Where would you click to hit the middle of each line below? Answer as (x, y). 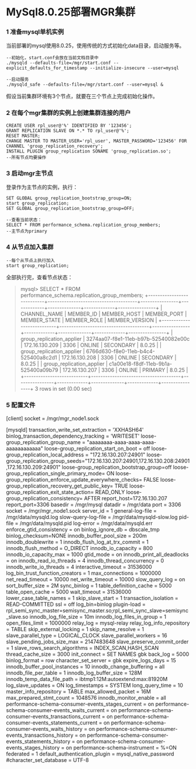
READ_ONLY (110, 492)
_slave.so (17, 616)
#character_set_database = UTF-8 (47, 760)
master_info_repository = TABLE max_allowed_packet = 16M (78, 691)
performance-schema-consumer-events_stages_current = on (80, 704)
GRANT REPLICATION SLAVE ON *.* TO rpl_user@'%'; (68, 131)
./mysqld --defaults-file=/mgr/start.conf (59, 63)
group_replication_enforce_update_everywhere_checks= (74, 479)
